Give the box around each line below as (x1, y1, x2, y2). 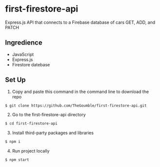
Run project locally (12, 148, 50, 154)
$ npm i (5, 139, 21, 144)
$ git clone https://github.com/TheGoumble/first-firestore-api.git (5, 103, 147, 108)
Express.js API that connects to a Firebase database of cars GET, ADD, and (5, 19, 156, 25)
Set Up (5, 76, 26, 84)
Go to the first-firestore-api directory (12, 112, 86, 118)
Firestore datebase (12, 61, 50, 67)
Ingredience (5, 39, 43, 47)
